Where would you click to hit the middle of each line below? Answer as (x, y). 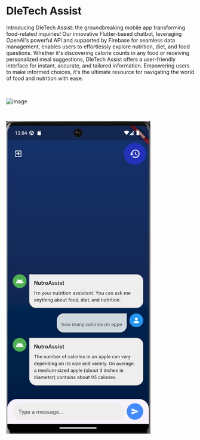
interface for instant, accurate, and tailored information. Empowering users (98, 65)
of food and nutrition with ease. (45, 78)
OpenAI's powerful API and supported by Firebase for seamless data (91, 40)
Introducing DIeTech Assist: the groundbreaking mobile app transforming (96, 27)
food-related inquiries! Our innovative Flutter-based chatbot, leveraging (94, 33)
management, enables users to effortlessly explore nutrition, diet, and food (98, 47)
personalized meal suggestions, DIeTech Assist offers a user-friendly (91, 59)
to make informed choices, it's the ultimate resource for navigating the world (100, 72)
